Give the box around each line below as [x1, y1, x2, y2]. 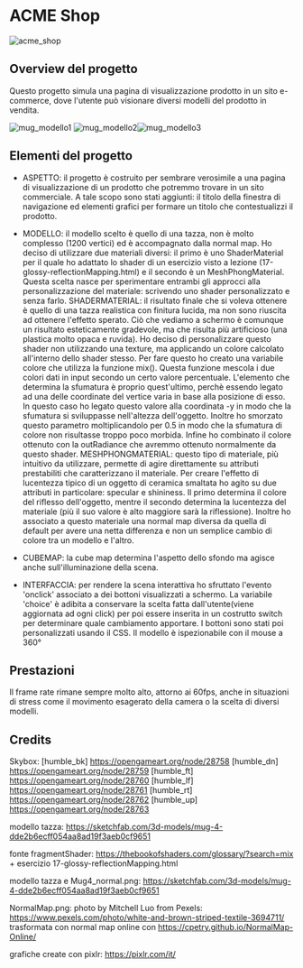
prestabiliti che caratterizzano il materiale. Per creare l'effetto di [22, 467, 260, 478]
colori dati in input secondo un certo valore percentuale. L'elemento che [22, 372, 290, 383]
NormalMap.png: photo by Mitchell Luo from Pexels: [9, 903, 203, 914]
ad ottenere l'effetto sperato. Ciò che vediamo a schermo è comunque [22, 314, 284, 325]
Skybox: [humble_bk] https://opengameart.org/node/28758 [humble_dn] [9, 756, 279, 767]
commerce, [9, 95, 52, 106]
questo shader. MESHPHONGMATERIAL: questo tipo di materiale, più [22, 448, 280, 459]
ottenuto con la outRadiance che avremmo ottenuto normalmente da [22, 438, 277, 449]
